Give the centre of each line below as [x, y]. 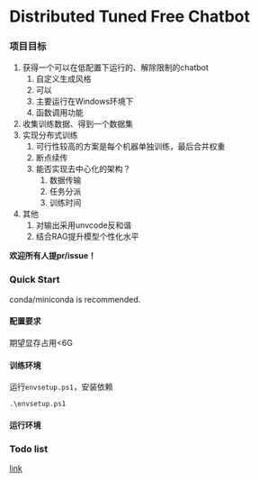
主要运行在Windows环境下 [85, 102]
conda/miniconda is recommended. [75, 299]
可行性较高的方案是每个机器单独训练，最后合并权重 [130, 147]
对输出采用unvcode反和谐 [84, 225]
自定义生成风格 [63, 79]
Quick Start [35, 279]
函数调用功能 [59, 113]
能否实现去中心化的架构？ [83, 169]
